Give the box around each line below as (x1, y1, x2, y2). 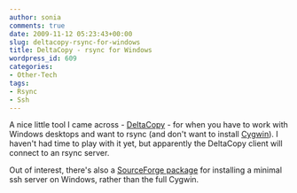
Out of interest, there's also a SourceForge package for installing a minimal (9, 165, 282, 175)
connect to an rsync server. (9, 148, 110, 158)
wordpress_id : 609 (9, 54, 77, 63)
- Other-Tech (9, 71, 58, 80)
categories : (9, 63, 53, 72)
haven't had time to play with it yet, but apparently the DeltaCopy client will (9, 138, 283, 149)
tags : (9, 79, 29, 88)
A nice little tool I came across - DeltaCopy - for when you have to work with (9, 120, 288, 130)
